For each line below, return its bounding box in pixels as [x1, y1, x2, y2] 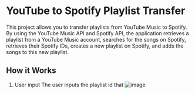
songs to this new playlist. [6, 48, 69, 55]
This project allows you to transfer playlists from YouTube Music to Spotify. [6, 23, 187, 31]
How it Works [6, 66, 56, 76]
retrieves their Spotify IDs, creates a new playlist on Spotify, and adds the [6, 42, 184, 49]
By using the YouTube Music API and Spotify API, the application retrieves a [6, 29, 189, 36]
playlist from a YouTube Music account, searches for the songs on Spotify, [6, 36, 186, 43]
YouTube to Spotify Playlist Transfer [6, 4, 186, 18]
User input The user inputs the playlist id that [14, 81, 124, 88]
